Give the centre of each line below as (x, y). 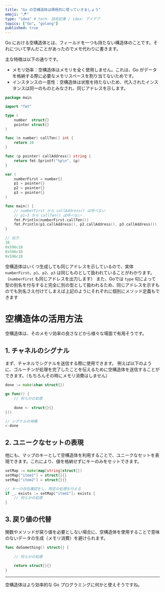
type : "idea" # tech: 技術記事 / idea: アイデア (53, 19)
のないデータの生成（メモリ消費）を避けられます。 (56, 538)
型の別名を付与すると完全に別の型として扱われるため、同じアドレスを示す (80, 285)
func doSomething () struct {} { (37, 548)
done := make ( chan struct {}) (35, 385)
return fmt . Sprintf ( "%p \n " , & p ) (47, 161)
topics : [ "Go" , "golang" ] (31, 23)
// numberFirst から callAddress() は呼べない (60, 211)
